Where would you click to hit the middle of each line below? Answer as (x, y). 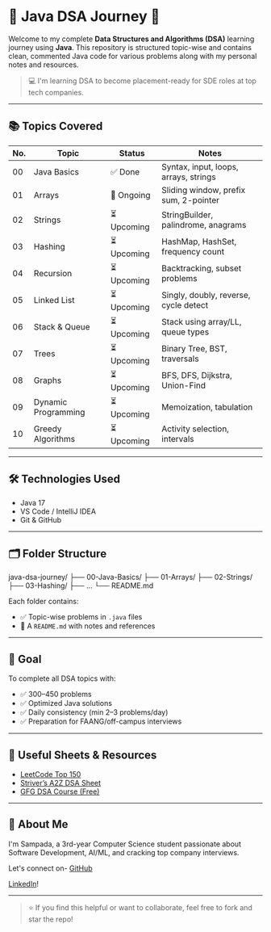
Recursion (53, 274)
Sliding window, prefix (203, 190)
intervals (178, 439)
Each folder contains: (44, 602)
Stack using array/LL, (201, 322)
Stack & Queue (62, 327)
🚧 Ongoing (130, 195)
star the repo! (51, 919)
